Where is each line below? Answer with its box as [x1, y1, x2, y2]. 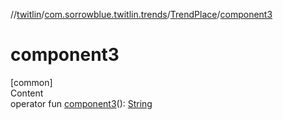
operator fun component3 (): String [10, 97, 153, 109]
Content [10, 87, 44, 99]
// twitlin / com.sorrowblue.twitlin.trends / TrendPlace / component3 [10, 9, 273, 20]
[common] [10, 76, 53, 88]
